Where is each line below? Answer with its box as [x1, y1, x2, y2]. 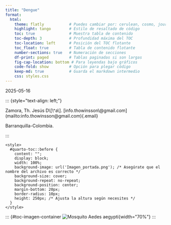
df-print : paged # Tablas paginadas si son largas [14, 54, 142, 60]
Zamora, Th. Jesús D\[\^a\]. [5, 107, 63, 114]
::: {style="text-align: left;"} [5, 97, 62, 103]
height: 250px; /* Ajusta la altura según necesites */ [14, 195, 136, 201]
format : [5, 12, 22, 17]
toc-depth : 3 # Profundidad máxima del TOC [14, 36, 133, 41]
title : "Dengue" [5, 7, 40, 13]
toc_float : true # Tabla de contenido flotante [14, 45, 136, 50]
